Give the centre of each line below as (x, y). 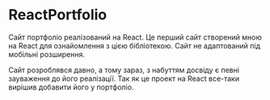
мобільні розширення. (46, 54)
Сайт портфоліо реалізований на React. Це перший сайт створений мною (135, 37)
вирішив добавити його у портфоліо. (71, 87)
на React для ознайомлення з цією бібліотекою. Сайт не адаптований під (135, 45)
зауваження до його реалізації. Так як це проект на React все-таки (124, 78)
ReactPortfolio (58, 15)
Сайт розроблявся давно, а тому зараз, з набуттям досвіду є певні (124, 69)
